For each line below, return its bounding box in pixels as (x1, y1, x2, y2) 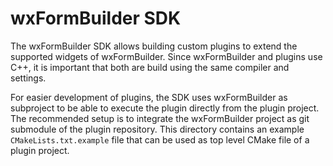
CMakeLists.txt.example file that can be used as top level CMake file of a (10, 133, 310, 146)
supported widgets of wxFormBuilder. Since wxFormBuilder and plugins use (10, 50, 323, 62)
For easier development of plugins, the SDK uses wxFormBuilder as (10, 91, 288, 103)
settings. (10, 72, 47, 84)
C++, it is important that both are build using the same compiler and (10, 61, 290, 73)
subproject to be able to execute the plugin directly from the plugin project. (10, 102, 320, 114)
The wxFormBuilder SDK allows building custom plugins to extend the (10, 40, 298, 52)
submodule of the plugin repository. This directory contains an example (10, 123, 305, 135)
